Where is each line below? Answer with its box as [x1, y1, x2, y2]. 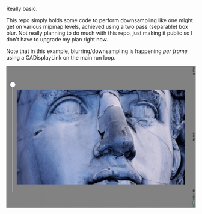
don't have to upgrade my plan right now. [6, 36, 108, 43]
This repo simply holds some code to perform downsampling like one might [6, 17, 194, 23]
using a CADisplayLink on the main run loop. [6, 54, 116, 61]
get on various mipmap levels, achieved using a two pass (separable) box [6, 23, 188, 30]
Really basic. [6, 5, 38, 12]
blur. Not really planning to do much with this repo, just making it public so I [6, 29, 193, 37]
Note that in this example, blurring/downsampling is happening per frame [6, 47, 188, 55]
